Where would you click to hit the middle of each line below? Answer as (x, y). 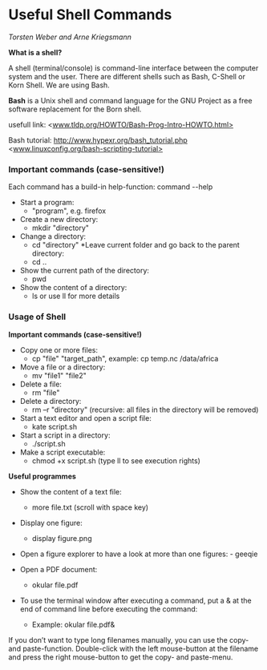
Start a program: (47, 203)
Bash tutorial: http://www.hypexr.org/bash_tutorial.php (98, 140)
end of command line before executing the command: (109, 609)
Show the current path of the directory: (85, 271)
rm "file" (46, 392)
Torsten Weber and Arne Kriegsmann (70, 37)
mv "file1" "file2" (59, 375)
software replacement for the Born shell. (75, 109)
